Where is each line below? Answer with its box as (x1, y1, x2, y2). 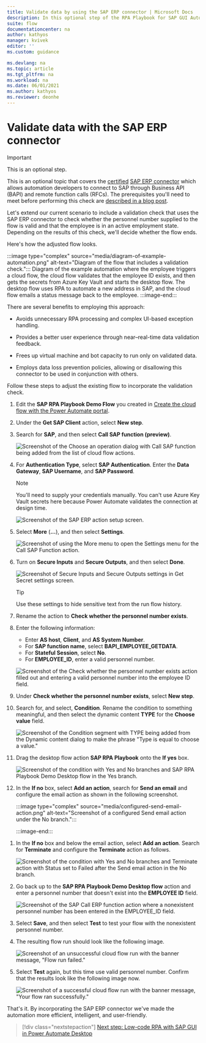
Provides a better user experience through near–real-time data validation (15, 333, 199, 341)
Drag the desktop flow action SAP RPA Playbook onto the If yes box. (15, 754, 189, 761)
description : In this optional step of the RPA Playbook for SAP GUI (7, 15, 188, 21)
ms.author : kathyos (7, 88, 57, 95)
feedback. (15, 339, 42, 347)
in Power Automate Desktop (21, 1030, 93, 1037)
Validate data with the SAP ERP (7, 121, 167, 135)
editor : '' (7, 44, 35, 50)
